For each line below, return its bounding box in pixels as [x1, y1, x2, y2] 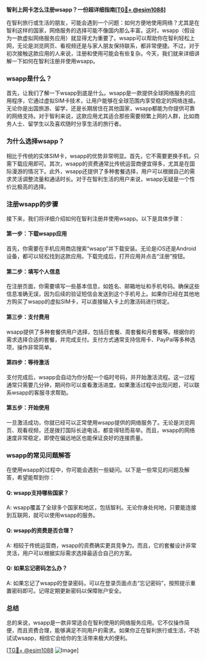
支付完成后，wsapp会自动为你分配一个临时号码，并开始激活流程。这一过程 [6, 373, 195, 380]
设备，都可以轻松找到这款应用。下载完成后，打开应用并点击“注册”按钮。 [6, 253, 189, 260]
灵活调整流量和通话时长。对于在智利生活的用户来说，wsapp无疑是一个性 [11, 175, 195, 183]
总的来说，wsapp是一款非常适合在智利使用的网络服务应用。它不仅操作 [6, 619, 185, 626]
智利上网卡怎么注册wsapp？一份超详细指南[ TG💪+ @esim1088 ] [6, 6, 166, 13]
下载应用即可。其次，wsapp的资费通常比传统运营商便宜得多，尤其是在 [11, 160, 190, 167]
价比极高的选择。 [6, 183, 50, 190]
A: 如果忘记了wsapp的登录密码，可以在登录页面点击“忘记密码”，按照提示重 [6, 579, 196, 586]
